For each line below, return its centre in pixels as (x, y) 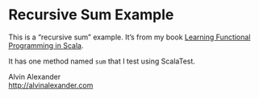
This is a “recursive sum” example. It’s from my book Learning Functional (129, 37)
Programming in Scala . (46, 45)
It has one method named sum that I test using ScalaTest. (102, 61)
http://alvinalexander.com (51, 85)
